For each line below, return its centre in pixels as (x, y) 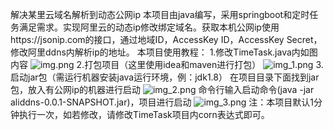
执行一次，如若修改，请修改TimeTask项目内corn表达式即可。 (144, 114)
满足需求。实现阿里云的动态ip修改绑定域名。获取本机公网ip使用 (149, 27)
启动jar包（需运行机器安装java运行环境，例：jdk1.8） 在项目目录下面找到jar (165, 77)
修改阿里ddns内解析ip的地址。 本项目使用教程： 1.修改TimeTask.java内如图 (164, 52)
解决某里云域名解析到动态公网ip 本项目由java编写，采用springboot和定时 (160, 14)
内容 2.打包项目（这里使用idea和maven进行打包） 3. (167, 64)
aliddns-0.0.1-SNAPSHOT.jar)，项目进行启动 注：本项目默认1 (162, 102)
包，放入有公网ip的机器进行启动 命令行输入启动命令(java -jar (162, 89)
